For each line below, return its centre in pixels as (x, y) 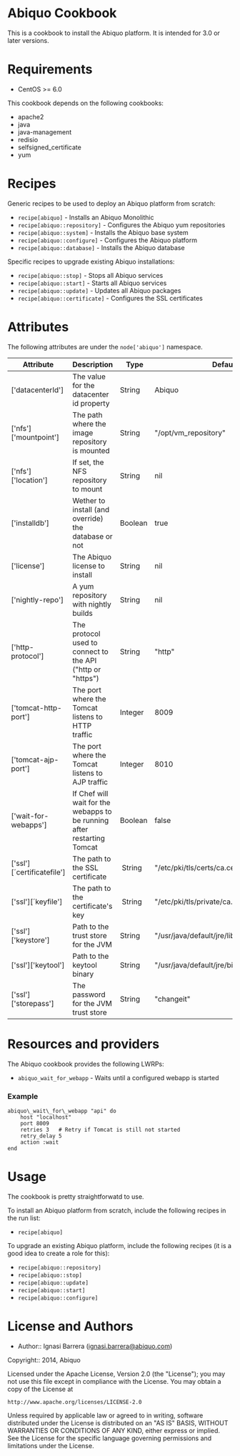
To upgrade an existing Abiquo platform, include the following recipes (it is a (120, 1245)
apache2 (31, 116)
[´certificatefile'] (38, 872)
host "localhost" (46, 1117)
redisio (28, 139)
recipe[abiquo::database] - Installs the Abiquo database (101, 247)
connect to (90, 652)
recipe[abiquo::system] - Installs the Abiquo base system (103, 232)
